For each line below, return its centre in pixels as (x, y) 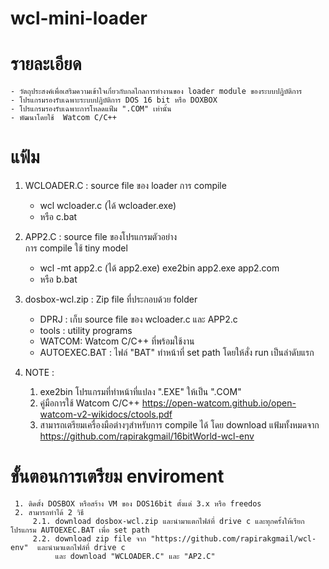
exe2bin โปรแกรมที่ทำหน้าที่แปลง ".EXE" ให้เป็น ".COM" (140, 392)
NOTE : (39, 373)
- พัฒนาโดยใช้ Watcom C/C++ (63, 118)
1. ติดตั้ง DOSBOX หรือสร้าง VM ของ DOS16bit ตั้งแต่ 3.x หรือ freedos (138, 504)
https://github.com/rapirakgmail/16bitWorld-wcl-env (147, 436)
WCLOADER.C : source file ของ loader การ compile (125, 186)
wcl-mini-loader (79, 18)
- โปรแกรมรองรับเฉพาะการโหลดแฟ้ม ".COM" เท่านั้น (91, 109)
